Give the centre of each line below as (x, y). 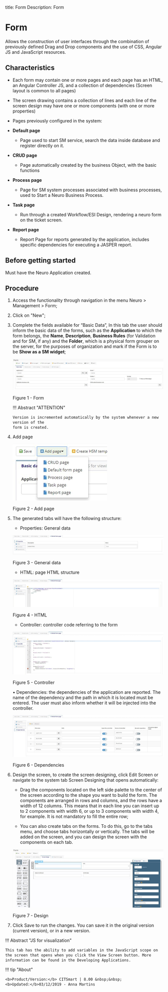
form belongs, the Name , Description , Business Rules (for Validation (84, 336)
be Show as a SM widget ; (39, 352)
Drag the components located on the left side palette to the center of (91, 790)
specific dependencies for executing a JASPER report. (76, 244)
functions (30, 170)
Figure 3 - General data (37, 562)
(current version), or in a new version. (51, 931)
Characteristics (30, 68)
